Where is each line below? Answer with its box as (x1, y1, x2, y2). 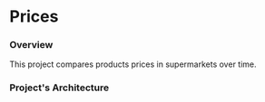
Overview (9, 39, 54, 51)
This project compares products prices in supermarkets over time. (9, 59, 257, 70)
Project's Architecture (9, 81, 110, 94)
